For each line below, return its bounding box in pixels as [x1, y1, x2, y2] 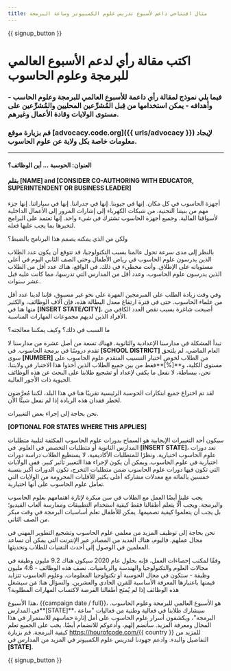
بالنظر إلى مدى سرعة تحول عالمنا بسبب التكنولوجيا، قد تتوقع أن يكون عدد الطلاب [8, 247, 215, 256]
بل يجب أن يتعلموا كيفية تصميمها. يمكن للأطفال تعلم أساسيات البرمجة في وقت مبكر [8, 507, 221, 516]
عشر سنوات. [8, 276, 41, 285]
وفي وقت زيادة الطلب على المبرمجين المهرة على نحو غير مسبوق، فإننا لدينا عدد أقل [8, 290, 221, 298]
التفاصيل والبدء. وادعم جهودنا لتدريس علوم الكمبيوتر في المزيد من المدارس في [8, 635, 209, 643]
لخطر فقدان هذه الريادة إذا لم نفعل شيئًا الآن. [8, 396, 122, 404]
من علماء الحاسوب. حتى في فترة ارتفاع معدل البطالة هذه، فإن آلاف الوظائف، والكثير [8, 297, 223, 306]
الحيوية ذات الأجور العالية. [8, 375, 72, 384]
